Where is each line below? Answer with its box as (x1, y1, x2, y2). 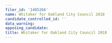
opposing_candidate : (5, 26, 49, 31)
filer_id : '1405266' (5, 7, 49, 12)
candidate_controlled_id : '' (5, 16, 67, 21)
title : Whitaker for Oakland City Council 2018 (5, 30, 107, 35)
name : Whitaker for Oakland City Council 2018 (5, 12, 105, 17)
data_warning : (5, 21, 35, 26)
